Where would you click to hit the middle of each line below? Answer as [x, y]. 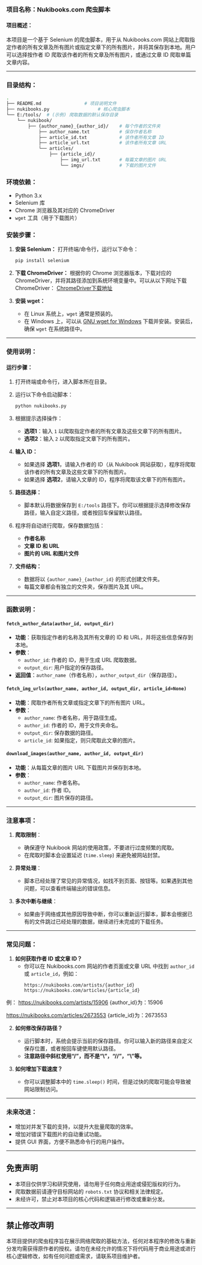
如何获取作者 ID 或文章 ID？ [48, 959]
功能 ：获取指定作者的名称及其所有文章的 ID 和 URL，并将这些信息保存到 [104, 637]
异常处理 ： [28, 868]
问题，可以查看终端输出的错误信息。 [69, 889]
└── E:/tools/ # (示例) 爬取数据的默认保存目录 [62, 115]
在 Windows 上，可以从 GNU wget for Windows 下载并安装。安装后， [110, 321]
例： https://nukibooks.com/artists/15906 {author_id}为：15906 [85, 1003]
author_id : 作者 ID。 [49, 790]
